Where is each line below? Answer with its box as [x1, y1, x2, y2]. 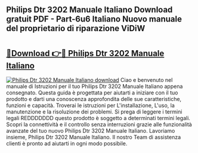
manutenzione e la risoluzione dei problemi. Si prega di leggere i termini [6, 108, 182, 115]
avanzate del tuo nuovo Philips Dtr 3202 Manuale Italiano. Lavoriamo [6, 127, 175, 134]
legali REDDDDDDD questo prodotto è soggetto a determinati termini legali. [6, 115, 191, 121]
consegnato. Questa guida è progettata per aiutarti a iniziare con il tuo [6, 89, 178, 96]
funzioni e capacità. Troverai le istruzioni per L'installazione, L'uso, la [6, 102, 175, 109]
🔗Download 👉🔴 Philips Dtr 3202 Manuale [6, 48, 165, 59]
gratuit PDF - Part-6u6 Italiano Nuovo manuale [6, 14, 182, 25]
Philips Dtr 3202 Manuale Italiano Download [6, 5, 173, 15]
